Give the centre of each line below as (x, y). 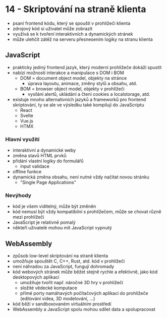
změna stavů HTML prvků (39, 156)
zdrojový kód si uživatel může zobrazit (52, 28)
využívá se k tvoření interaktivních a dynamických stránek (73, 34)
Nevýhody (18, 195)
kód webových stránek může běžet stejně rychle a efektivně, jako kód (85, 272)
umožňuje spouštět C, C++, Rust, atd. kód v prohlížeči (69, 261)
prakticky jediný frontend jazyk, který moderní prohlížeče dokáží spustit (87, 67)
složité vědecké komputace (48, 288)
